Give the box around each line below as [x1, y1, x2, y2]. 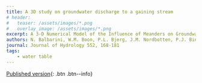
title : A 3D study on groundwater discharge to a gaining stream [6, 8, 173, 15]
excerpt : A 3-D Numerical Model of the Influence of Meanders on [6, 31, 173, 37]
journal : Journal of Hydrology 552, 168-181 [6, 43, 120, 49]
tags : [6, 48, 20, 54]
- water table [17, 54, 52, 60]
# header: [6, 14, 31, 20]
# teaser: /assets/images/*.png [6, 20, 93, 26]
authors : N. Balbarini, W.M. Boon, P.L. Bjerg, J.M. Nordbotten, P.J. [6, 37, 187, 43]
